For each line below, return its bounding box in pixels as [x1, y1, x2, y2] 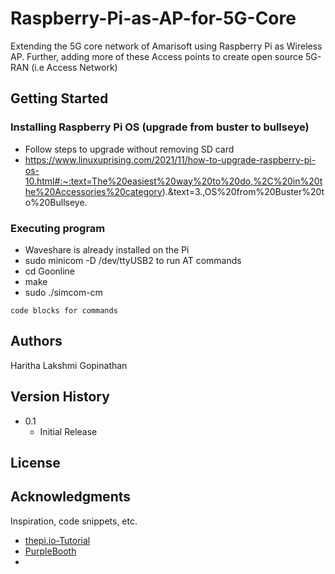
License [10, 454, 61, 471]
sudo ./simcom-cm [24, 286, 103, 298]
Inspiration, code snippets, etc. [10, 515, 138, 527]
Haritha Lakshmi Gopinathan [10, 359, 128, 371]
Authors [10, 333, 63, 350]
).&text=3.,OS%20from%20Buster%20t [161, 185, 325, 197]
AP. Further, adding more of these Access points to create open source [10, 50, 304, 62]
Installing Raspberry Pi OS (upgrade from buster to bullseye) [10, 120, 310, 134]
